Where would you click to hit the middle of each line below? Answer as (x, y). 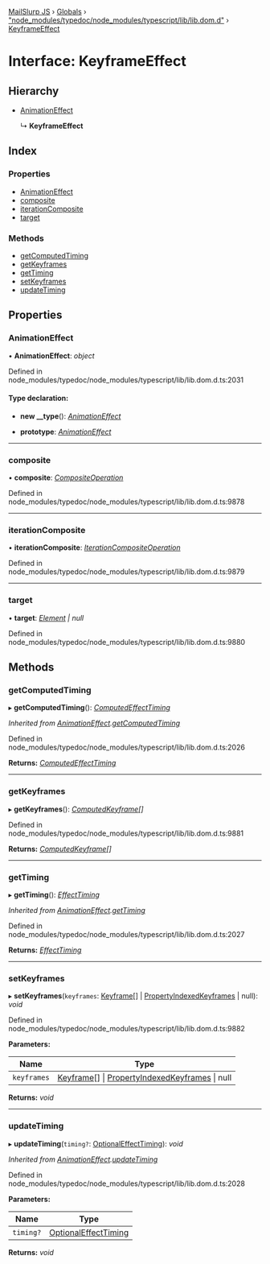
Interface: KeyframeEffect (97, 62)
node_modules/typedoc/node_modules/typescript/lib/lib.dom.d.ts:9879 (127, 572)
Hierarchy (34, 91)
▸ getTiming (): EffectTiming (54, 895)
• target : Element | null (46, 618)
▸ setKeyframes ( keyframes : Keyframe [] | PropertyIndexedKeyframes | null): (133, 996)
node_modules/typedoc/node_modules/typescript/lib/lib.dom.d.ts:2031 (126, 380)
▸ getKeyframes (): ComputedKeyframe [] (76, 809)
